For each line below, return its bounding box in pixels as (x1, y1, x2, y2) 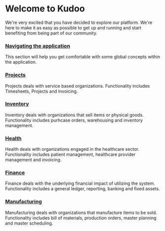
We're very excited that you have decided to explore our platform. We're (5, 19, 153, 25)
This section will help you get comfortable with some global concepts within (5, 54, 161, 60)
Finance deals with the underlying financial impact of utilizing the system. (5, 180, 155, 187)
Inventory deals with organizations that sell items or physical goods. (5, 112, 144, 117)
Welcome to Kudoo (5, 3, 85, 14)
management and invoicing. (5, 157, 62, 163)
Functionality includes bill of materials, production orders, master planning (5, 215, 157, 221)
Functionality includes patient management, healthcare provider (5, 151, 136, 157)
